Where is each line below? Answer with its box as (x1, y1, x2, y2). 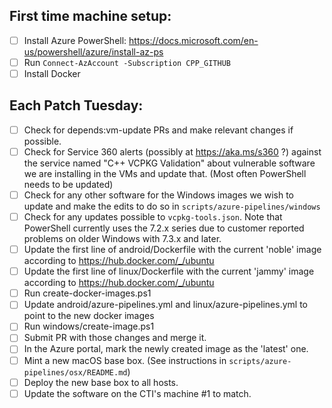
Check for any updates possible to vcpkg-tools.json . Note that (23, 211, 283, 223)
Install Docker (23, 67, 81, 79)
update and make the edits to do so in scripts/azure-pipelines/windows (23, 200, 321, 212)
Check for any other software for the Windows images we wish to (23, 189, 294, 201)
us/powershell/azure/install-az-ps (23, 45, 164, 58)
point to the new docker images (23, 310, 155, 322)
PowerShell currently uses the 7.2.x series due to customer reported (23, 222, 305, 234)
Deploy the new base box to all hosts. (23, 376, 179, 388)
